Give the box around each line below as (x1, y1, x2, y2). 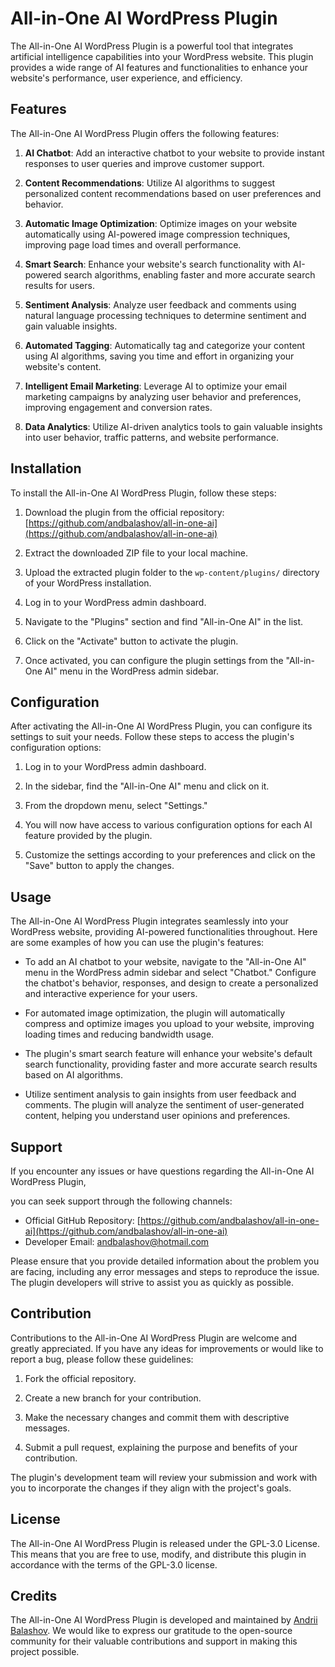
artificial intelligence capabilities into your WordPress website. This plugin (10, 50, 314, 62)
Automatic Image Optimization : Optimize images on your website (24, 217, 298, 229)
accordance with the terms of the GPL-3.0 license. (10, 1558, 218, 1571)
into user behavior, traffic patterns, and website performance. (24, 431, 280, 443)
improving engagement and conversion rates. (24, 401, 213, 413)
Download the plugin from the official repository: (24, 506, 225, 518)
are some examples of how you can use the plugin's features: (10, 937, 265, 949)
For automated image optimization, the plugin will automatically (24, 1007, 286, 1019)
